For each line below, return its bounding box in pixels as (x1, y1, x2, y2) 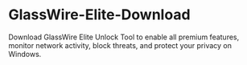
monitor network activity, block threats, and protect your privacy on (8, 40, 232, 50)
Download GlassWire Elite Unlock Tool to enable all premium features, (8, 32, 240, 42)
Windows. (8, 49, 42, 59)
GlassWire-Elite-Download (8, 6, 191, 24)
